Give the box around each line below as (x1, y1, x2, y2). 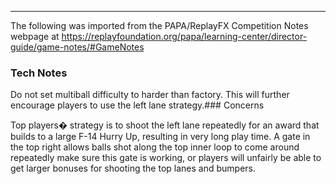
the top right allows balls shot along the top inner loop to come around (10, 141, 300, 153)
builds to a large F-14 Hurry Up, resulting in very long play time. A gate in (10, 131, 311, 143)
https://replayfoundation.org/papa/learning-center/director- (61, 31, 308, 42)
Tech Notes (10, 66, 68, 80)
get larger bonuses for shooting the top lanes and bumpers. (10, 162, 257, 175)
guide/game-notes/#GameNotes (10, 41, 145, 53)
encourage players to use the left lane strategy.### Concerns (10, 99, 265, 111)
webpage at (10, 31, 60, 42)
